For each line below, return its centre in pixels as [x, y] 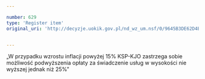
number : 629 [21, 17]
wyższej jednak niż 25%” [38, 69]
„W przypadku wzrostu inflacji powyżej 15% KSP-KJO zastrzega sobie [95, 57]
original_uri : [24, 29]
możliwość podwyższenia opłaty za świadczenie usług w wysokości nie [97, 63]
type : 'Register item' [35, 23]
